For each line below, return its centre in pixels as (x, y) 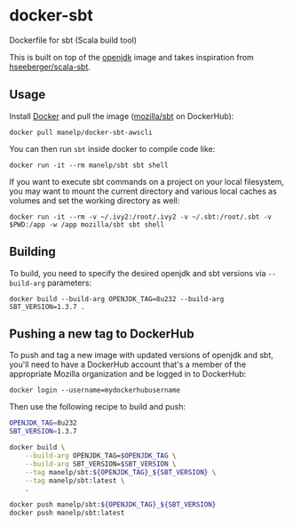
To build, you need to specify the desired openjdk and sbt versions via (138, 273)
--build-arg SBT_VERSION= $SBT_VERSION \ (101, 464)
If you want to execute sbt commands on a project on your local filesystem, (146, 181)
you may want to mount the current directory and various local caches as (143, 191)
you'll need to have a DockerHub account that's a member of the (128, 364)
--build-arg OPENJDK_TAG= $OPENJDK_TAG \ (101, 456)
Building (32, 252)
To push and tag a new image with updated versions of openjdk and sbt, (141, 355)
